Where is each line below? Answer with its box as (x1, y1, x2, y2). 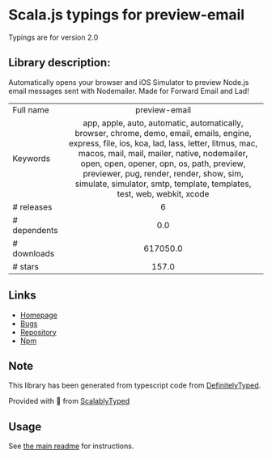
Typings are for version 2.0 (8, 32, 99, 42)
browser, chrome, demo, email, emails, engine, (74, 127, 253, 138)
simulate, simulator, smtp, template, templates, (74, 178, 252, 189)
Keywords (12, 152, 51, 163)
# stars (12, 261, 39, 272)
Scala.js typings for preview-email (8, 6, 245, 24)
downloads (12, 248, 55, 259)
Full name (12, 104, 50, 115)
